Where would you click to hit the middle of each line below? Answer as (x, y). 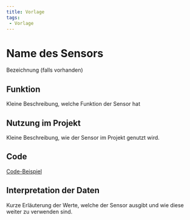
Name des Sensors (55, 53)
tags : (13, 18)
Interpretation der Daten (53, 191)
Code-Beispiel (24, 171)
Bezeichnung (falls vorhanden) (45, 70)
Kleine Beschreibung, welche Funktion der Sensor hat (73, 104)
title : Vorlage (25, 12)
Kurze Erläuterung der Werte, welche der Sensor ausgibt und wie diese (95, 205)
